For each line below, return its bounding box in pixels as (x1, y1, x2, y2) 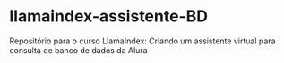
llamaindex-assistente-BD (9, 6, 209, 27)
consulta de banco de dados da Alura (9, 44, 148, 55)
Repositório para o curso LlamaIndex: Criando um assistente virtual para (9, 35, 276, 46)
